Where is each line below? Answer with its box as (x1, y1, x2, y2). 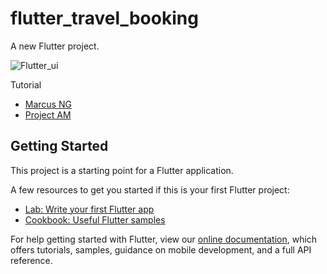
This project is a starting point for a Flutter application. (10, 164, 234, 176)
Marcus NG (24, 98, 72, 110)
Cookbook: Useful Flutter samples (24, 213, 166, 226)
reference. (10, 254, 53, 266)
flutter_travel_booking (10, 7, 199, 30)
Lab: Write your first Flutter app (24, 203, 155, 215)
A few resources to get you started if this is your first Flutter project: (10, 183, 290, 196)
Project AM (24, 108, 72, 121)
